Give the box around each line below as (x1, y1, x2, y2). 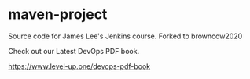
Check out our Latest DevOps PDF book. (8, 46, 140, 56)
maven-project (8, 5, 108, 23)
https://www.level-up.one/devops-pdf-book (8, 61, 151, 71)
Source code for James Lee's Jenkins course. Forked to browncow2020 (8, 31, 243, 41)
